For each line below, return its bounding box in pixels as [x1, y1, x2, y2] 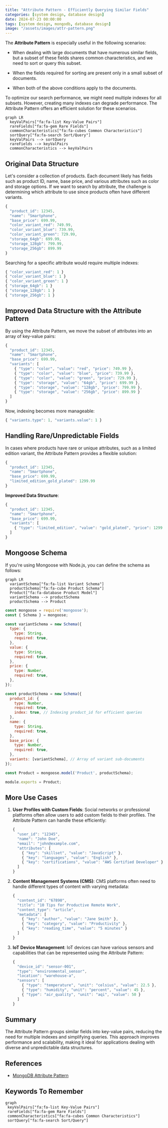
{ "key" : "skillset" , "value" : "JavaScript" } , [22, 850, 123, 855]
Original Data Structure [5, 159, 79, 168]
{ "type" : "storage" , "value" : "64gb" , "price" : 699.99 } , [14, 380, 140, 385]
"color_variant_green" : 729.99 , [10, 232, 78, 237]
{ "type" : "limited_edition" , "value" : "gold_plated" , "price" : [14, 525, 151, 530]
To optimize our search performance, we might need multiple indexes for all [5, 95, 162, 101]
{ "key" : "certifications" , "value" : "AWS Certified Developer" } [22, 860, 163, 865]
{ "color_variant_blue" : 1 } [5, 274, 66, 279]
